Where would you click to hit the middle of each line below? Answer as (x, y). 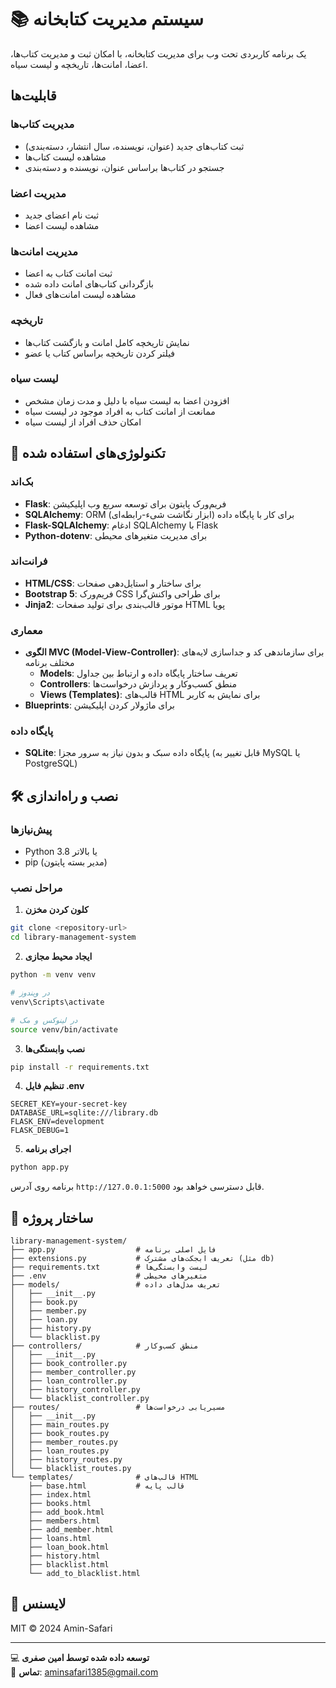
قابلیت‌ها (33, 96)
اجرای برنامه (48, 1149)
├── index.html (60, 1495)
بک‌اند (22, 482)
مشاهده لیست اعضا (62, 225)
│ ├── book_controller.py (69, 1364)
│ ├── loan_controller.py (69, 1381)
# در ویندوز (30, 993)
